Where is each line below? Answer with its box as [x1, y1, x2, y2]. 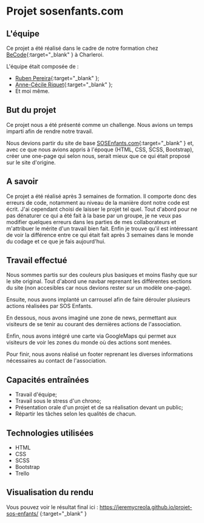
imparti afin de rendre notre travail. [6, 128, 93, 135]
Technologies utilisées [6, 428, 94, 438]
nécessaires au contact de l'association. [6, 357, 107, 364]
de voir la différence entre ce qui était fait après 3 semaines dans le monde [6, 231, 194, 238]
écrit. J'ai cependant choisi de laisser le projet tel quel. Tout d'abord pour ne [6, 205, 197, 213]
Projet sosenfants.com [6, 4, 124, 18]
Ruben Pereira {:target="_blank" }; [15, 75, 100, 81]
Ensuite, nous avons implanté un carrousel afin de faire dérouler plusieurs [6, 296, 191, 303]
